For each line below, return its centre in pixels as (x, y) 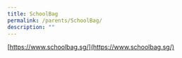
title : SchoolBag (33, 14)
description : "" (31, 27)
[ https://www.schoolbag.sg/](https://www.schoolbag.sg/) (91, 47)
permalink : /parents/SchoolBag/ (55, 21)
